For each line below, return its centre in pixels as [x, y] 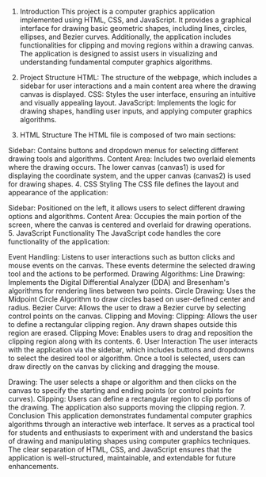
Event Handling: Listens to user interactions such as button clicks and [122, 257]
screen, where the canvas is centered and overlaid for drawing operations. [130, 225]
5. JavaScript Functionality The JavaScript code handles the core [115, 233]
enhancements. [34, 466]
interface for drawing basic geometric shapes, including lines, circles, [133, 28]
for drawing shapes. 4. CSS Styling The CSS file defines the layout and [123, 184]
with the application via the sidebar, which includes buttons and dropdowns [131, 350]
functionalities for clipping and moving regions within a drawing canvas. [137, 45]
